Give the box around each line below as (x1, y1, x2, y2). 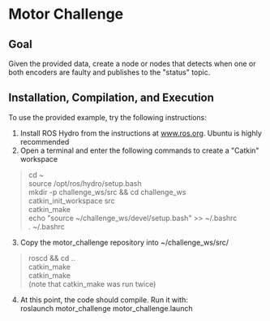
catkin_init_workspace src (28, 196, 115, 206)
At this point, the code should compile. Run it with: (19, 294, 189, 305)
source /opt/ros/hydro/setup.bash (28, 178, 142, 188)
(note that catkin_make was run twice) (28, 279, 156, 288)
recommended (19, 137, 70, 146)
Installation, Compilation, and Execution (8, 91, 215, 105)
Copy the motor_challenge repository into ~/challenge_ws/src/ (19, 237, 229, 247)
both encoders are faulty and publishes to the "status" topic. (8, 67, 211, 77)
